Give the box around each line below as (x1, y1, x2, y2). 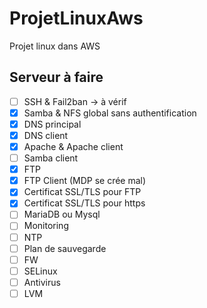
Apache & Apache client (23, 141, 124, 152)
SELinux (23, 265, 58, 277)
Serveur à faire (9, 69, 104, 86)
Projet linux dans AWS (9, 40, 101, 52)
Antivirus (23, 276, 61, 288)
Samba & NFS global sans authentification (23, 107, 197, 119)
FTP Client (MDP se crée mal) (23, 175, 147, 187)
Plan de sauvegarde (23, 242, 107, 254)
